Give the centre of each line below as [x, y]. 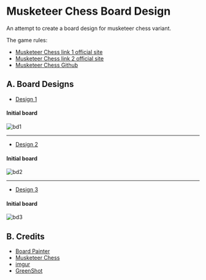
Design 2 [27, 144]
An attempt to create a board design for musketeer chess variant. [89, 28]
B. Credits [25, 236]
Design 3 [27, 190]
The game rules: [27, 40]
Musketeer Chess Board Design [89, 11]
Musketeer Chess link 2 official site [59, 58]
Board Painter [32, 251]
